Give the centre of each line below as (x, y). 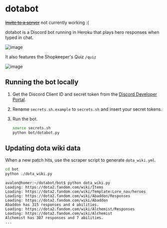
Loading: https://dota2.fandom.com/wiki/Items (54, 188)
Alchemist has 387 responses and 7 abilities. (54, 218)
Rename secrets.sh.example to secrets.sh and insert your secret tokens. (87, 109)
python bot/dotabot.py (36, 133)
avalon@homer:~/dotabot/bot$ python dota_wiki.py (58, 183)
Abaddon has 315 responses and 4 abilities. (52, 205)
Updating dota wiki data (43, 148)
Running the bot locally (42, 82)
